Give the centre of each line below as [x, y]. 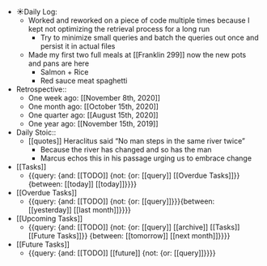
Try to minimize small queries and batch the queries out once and [149, 37]
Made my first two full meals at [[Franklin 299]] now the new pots [137, 55]
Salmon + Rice [64, 72]
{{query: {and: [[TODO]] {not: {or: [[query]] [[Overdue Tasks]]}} [134, 175]
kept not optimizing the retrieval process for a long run [119, 29]
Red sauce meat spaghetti [84, 81]
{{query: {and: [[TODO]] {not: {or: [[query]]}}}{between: [121, 201]
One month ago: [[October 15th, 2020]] [93, 106]
